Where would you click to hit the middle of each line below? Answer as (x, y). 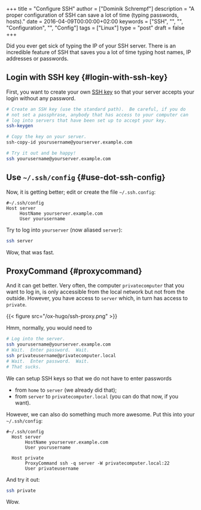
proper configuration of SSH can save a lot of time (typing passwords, (93, 15)
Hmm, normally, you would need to (49, 328)
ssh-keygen (20, 126)
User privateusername (52, 468)
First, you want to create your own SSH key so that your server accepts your (100, 92)
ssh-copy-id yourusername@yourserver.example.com (69, 142)
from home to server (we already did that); (66, 390)
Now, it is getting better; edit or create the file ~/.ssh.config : (81, 192)
